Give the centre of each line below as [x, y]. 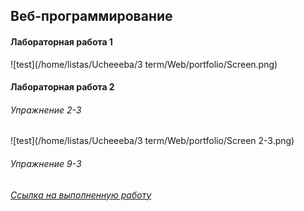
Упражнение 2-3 [46, 110]
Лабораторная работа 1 [61, 41]
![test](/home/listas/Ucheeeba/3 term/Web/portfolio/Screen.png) [144, 64]
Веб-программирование [91, 16]
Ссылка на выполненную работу [81, 195]
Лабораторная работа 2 [62, 87]
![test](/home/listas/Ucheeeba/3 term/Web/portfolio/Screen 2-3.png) [152, 141]
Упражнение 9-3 [46, 163]
